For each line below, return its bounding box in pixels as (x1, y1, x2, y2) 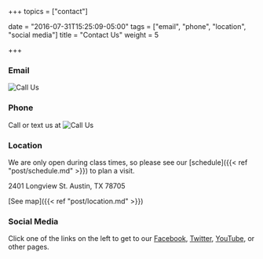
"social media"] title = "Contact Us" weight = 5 (8, 31, 159, 39)
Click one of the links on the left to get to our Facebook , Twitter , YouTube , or (8, 234, 255, 243)
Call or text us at (8, 120, 61, 129)
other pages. (8, 243, 49, 252)
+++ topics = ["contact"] (8, 7, 88, 16)
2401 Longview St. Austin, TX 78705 (8, 181, 126, 191)
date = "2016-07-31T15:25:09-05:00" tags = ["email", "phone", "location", (8, 22, 247, 31)
